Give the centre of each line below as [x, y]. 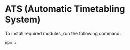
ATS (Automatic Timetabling [65, 9]
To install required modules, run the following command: [63, 33]
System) [23, 20]
